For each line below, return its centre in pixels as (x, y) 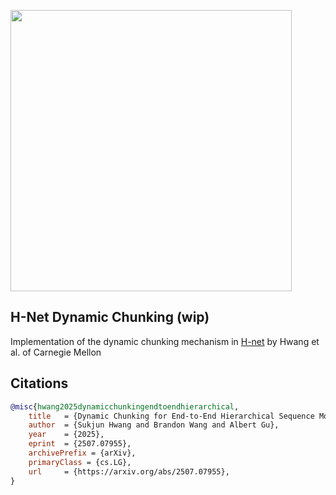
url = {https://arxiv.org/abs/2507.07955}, (129, 471)
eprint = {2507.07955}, (80, 444)
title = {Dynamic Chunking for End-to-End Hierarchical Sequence (171, 416)
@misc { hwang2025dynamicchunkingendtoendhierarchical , (125, 406)
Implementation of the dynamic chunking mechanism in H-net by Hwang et (165, 341)
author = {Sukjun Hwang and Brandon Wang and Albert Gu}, (154, 425)
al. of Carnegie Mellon (56, 352)
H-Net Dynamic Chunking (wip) (110, 317)
